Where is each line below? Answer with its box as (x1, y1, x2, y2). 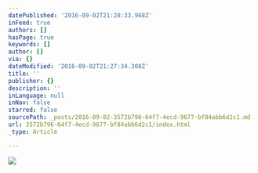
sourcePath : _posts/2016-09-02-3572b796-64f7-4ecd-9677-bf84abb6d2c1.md (8, 114, 251, 121)
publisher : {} (8, 77, 55, 85)
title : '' (8, 70, 41, 77)
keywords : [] (8, 41, 51, 49)
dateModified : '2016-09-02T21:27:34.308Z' (8, 63, 149, 70)
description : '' (8, 84, 61, 92)
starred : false (8, 106, 58, 114)
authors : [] (8, 26, 47, 34)
